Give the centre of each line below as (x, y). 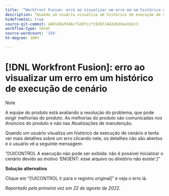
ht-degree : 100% (22, 38)
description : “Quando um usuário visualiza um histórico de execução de (83, 15)
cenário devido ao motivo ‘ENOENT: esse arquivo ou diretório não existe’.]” (83, 159)
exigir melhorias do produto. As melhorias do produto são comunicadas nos (84, 118)
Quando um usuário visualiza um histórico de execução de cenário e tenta (82, 133)
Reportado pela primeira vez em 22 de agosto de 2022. (63, 188)
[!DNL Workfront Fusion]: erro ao (75, 67)
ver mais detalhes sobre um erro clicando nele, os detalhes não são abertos (84, 138)
